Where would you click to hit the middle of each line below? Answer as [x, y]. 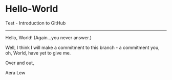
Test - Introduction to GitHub [36, 23]
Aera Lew [15, 72]
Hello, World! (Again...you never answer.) [49, 37]
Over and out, [20, 63]
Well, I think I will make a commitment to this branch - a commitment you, [82, 47]
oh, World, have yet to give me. [38, 53]
